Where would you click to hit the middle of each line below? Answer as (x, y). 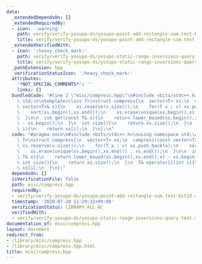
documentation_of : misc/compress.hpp (54, 224)
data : (13, 12)
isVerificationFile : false (45, 179)
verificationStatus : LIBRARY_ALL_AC (57, 207)
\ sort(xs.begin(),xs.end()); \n (62, 112)
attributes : (27, 79)
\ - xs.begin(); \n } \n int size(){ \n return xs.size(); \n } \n (105, 124)
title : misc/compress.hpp (38, 252)
